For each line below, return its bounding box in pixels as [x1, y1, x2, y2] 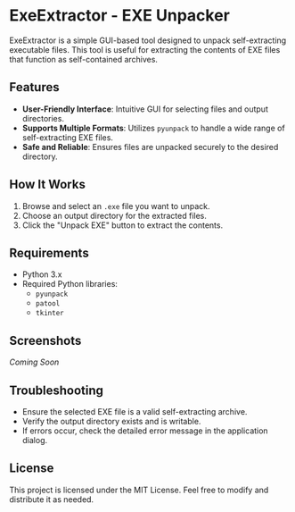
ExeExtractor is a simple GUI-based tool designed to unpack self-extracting [9, 35, 287, 46]
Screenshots [9, 332, 82, 348]
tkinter [35, 309, 64, 318]
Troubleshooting [9, 382, 104, 398]
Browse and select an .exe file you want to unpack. [21, 200, 210, 211]
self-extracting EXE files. [21, 131, 114, 143]
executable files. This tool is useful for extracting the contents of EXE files [9, 44, 281, 55]
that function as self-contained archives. [9, 54, 159, 64]
